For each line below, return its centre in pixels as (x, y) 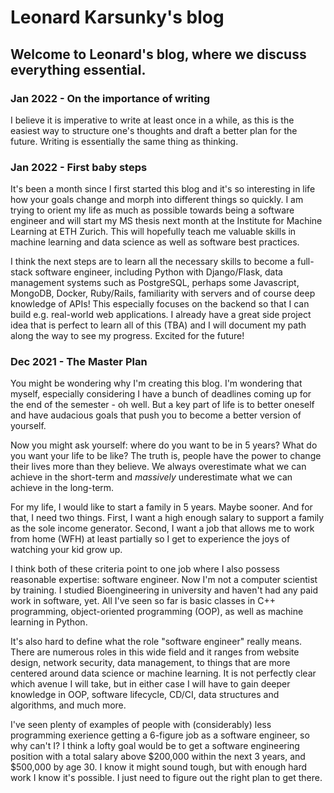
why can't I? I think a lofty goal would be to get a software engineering (155, 746)
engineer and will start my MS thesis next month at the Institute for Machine (166, 221)
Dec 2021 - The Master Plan (79, 362)
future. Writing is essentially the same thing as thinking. (124, 141)
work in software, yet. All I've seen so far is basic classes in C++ (143, 601)
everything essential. (78, 69)
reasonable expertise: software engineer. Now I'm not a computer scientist (164, 580)
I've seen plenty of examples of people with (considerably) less (141, 725)
